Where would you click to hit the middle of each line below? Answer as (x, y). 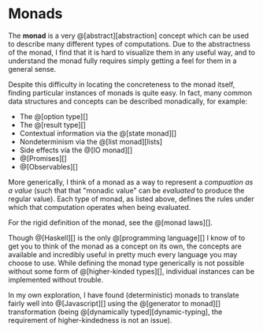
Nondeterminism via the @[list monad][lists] (91, 141)
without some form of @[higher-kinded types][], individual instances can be (131, 271)
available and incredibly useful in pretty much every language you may (123, 254)
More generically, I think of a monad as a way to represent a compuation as (131, 181)
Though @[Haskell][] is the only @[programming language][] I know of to (127, 238)
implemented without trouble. (56, 279)
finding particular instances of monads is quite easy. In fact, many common (130, 92)
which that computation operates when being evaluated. (100, 207)
